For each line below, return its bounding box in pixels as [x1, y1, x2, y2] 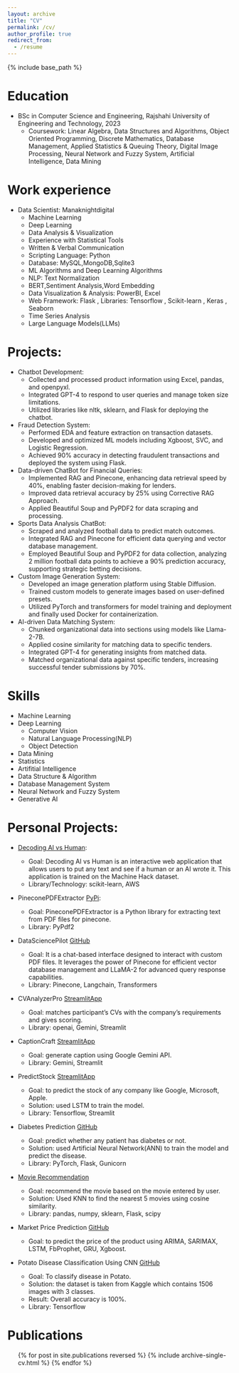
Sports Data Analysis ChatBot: [17, 519, 107, 527]
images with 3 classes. [28, 1287, 96, 1295]
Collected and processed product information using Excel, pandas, [28, 375, 224, 383]
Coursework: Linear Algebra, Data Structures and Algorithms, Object [28, 126, 230, 135]
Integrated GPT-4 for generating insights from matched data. [28, 648, 207, 656]
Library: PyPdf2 [28, 922, 75, 931]
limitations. [28, 398, 60, 406]
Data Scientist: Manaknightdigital [17, 205, 115, 214]
